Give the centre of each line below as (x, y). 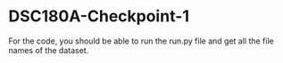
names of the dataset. (49, 50)
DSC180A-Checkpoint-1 (99, 16)
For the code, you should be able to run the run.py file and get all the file (141, 41)
